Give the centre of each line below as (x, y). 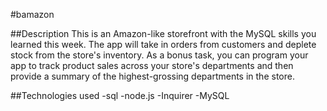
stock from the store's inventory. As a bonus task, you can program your (159, 55)
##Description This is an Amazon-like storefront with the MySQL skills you (163, 33)
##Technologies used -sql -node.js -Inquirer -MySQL (120, 95)
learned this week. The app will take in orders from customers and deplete (163, 44)
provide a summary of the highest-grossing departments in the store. (152, 76)
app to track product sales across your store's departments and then (152, 65)
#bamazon (32, 14)
